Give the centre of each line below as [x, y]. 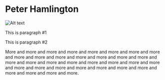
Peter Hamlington [42, 9]
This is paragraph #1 [26, 32]
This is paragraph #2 [27, 42]
